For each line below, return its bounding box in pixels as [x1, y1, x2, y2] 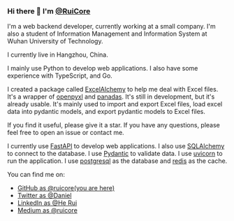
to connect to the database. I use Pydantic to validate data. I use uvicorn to [7, 150, 223, 158]
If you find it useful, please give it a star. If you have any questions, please [7, 121, 220, 129]
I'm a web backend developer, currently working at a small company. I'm [7, 22, 217, 31]
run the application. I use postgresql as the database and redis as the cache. [7, 157, 228, 165]
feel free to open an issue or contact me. [7, 129, 124, 137]
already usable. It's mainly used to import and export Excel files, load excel [7, 100, 223, 108]
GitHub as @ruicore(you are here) [17, 184, 115, 192]
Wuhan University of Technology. [7, 37, 103, 45]
